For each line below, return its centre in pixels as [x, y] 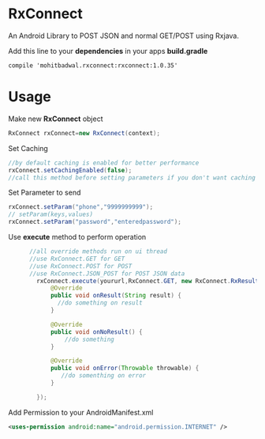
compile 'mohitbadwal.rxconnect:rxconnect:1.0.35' [93, 65]
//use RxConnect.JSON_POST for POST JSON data [107, 274]
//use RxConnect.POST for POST [80, 266]
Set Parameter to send [45, 193]
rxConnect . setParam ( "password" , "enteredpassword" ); [95, 222]
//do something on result [101, 303]
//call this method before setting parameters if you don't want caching [132, 178]
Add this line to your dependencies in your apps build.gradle [108, 51]
